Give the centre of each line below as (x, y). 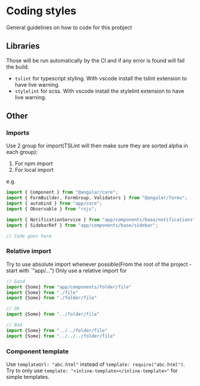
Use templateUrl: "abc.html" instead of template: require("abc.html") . (96, 365)
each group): (22, 152)
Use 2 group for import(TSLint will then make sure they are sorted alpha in (97, 146)
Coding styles (41, 11)
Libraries (23, 46)
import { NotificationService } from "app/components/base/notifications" (101, 219)
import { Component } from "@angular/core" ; (62, 192)
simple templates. (28, 377)
